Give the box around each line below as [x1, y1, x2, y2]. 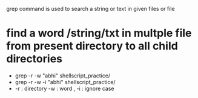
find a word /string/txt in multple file [6, 27, 192, 40]
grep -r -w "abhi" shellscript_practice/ [15, 72, 111, 79]
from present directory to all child [6, 39, 179, 53]
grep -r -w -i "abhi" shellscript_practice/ [15, 78, 116, 85]
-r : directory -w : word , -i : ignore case [15, 85, 114, 92]
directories [6, 52, 62, 66]
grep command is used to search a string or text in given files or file [6, 5, 175, 12]
